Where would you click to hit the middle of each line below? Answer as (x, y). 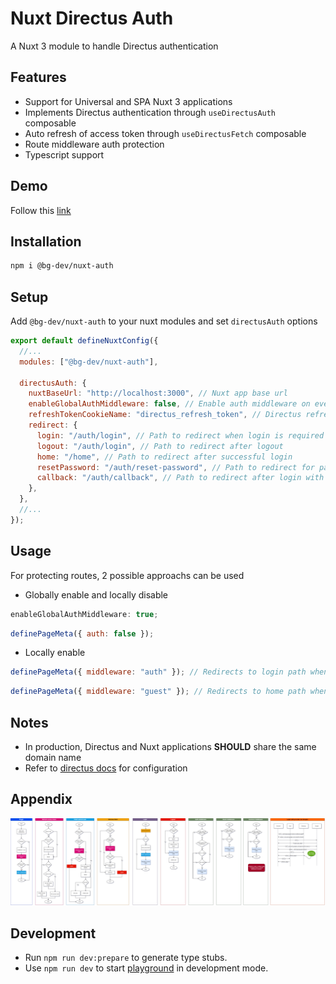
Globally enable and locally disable (96, 594)
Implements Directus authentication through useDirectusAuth (150, 112)
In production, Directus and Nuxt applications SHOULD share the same (170, 746)
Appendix (41, 799)
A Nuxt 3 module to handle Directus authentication (114, 46)
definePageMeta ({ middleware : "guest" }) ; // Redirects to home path (158, 692)
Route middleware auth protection (94, 144)
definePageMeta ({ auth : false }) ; (82, 633)
